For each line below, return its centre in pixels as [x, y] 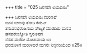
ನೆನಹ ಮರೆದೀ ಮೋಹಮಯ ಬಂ [28, 39]
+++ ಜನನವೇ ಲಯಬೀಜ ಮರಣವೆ [31, 17]
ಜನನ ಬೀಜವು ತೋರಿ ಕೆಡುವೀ [26, 23]
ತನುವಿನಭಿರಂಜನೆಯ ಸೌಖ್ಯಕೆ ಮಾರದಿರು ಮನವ [38, 28]
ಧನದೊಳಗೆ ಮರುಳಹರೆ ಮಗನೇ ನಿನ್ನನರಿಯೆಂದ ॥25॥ [44, 45]
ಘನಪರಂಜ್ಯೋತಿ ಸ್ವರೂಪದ [24, 34]
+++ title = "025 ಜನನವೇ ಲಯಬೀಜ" [37, 7]
